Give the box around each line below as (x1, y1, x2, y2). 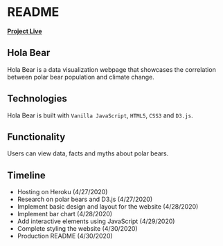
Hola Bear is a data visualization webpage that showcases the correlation (7, 65, 216, 73)
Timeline (7, 169, 46, 181)
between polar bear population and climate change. (7, 73, 154, 81)
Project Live (7, 27, 43, 35)
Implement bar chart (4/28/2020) (17, 210, 113, 218)
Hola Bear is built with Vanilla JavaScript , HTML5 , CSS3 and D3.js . (7, 111, 193, 120)
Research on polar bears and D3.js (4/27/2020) (17, 195, 153, 204)
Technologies (7, 93, 68, 104)
